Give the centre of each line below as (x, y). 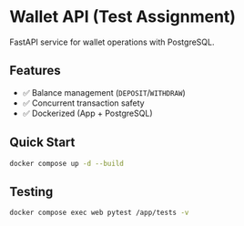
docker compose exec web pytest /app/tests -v (99, 213)
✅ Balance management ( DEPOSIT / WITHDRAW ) (104, 92)
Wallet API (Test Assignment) (123, 17)
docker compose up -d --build (67, 163)
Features (35, 71)
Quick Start (42, 143)
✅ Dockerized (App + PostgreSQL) (87, 113)
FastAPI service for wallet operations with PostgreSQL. (112, 42)
